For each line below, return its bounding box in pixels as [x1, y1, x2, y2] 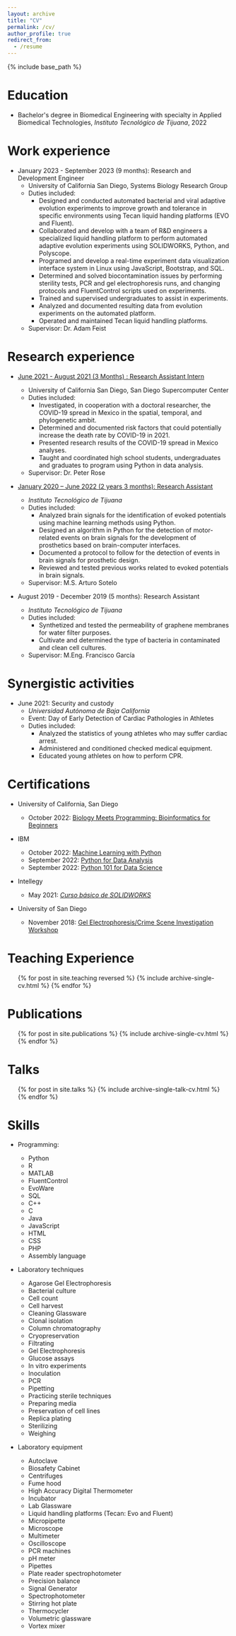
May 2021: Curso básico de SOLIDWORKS [28, 890, 151, 899]
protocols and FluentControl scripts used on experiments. [38, 286, 207, 295]
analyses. [38, 446, 67, 454]
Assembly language [28, 1252, 86, 1260]
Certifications [7, 776, 90, 792]
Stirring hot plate [28, 1599, 78, 1608]
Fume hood [28, 1479, 61, 1488]
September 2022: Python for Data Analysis [28, 856, 153, 864]
